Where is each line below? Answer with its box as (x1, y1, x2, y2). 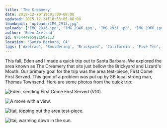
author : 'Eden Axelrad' (5, 30, 55, 35)
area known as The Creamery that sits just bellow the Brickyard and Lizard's (5, 63, 162, 69)
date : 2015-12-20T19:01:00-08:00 (5, 12, 75, 17)
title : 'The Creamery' (5, 7, 52, 12)
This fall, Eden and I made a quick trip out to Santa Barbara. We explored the (5, 58, 162, 64)
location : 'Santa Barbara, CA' (5, 40, 70, 45)
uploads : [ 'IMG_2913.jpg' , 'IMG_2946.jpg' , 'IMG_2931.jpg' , (5, 26, 133, 31)
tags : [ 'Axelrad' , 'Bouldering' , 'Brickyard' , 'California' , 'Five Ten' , (5, 44, 162, 49)
